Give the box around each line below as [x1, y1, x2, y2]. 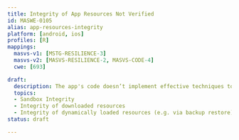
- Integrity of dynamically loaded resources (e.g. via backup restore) [14, 109, 234, 117]
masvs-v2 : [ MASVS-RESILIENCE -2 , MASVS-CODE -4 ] [14, 57, 154, 64]
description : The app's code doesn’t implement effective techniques [14, 82, 224, 90]
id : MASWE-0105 [7, 17, 53, 24]
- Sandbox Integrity [14, 96, 75, 103]
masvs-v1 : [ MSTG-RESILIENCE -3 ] [14, 50, 107, 58]
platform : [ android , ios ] [7, 30, 84, 38]
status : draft [7, 116, 50, 123]
